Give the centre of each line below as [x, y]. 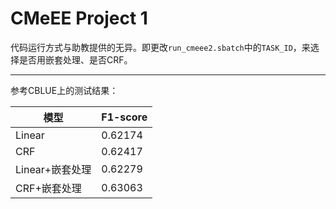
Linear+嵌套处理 [53, 169]
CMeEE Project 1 [79, 18]
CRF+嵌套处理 [48, 188]
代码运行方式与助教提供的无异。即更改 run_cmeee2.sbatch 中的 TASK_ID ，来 [160, 47]
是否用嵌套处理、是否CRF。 [75, 59]
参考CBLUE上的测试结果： [64, 90]
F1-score [124, 117]
